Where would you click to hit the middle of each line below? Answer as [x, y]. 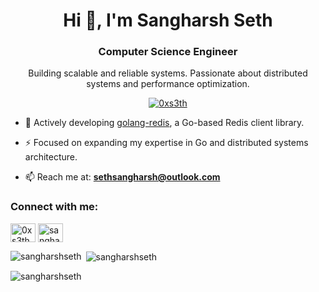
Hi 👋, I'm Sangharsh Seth [168, 20]
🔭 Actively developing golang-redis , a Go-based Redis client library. [164, 123]
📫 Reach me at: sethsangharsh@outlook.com [122, 177]
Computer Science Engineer [168, 52]
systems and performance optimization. [168, 84]
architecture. [51, 157]
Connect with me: [54, 207]
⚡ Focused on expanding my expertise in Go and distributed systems [166, 143]
